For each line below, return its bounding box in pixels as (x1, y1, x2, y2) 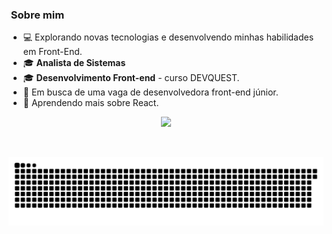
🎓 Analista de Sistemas (22, 57, 126, 69)
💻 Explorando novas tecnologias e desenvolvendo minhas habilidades (22, 31, 315, 43)
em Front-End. (22, 46, 83, 58)
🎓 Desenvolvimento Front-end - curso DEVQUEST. (22, 72, 240, 84)
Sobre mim (10, 8, 65, 22)
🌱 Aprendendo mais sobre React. (22, 97, 160, 109)
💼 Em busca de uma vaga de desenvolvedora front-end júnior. (22, 86, 279, 98)
